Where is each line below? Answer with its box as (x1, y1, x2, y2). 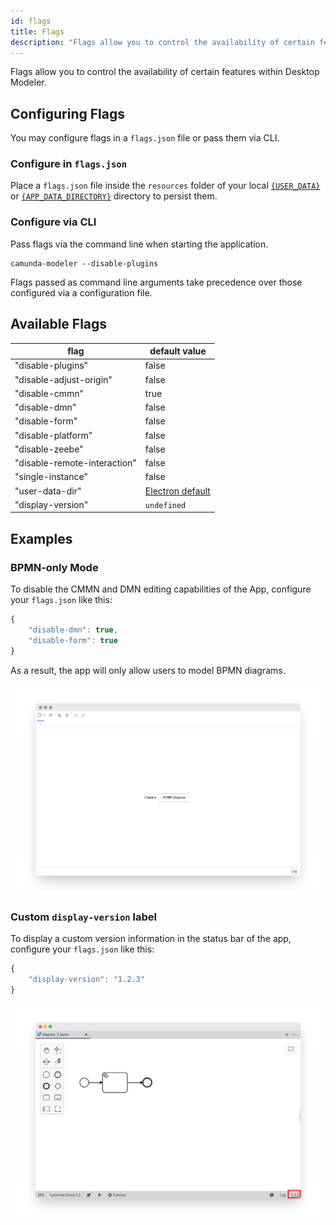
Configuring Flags (10, 105, 125, 122)
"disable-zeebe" (14, 443, 84, 455)
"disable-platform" (14, 429, 93, 441)
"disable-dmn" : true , (28, 625, 118, 635)
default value (149, 345, 207, 357)
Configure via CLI (10, 215, 97, 229)
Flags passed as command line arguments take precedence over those (10, 276, 303, 288)
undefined (144, 500, 187, 510)
